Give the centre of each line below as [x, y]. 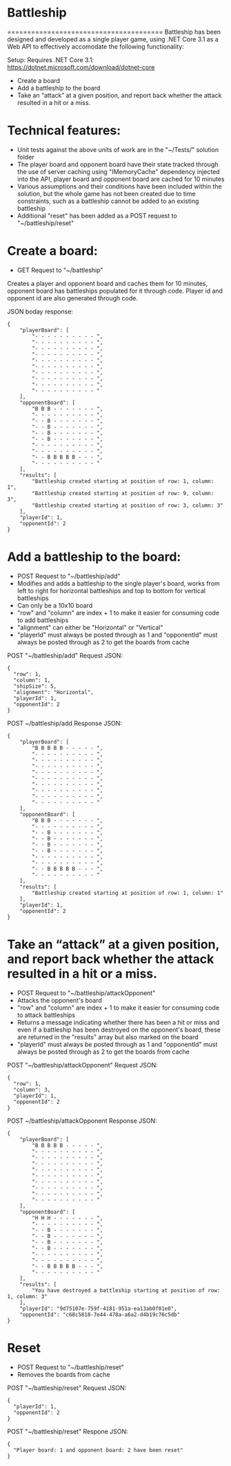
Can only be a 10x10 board [55, 605]
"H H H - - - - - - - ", [68, 1218]
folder [26, 157]
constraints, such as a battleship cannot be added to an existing [108, 201]
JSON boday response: [40, 311]
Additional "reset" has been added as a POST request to [97, 215]
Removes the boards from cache [63, 1374]
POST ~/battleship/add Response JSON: [65, 723]
